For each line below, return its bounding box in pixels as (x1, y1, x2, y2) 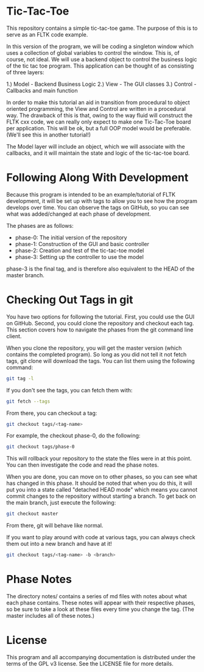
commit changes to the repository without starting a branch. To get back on (6, 492, 196, 500)
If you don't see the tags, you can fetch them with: (6, 386, 133, 394)
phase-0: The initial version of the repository (15, 233, 127, 241)
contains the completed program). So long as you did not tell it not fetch (6, 350, 187, 358)
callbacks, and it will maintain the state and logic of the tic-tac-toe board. (6, 149, 190, 157)
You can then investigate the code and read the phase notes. (6, 461, 160, 469)
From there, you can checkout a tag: (6, 409, 97, 417)
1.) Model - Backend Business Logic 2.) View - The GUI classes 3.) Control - (6, 80, 197, 88)
